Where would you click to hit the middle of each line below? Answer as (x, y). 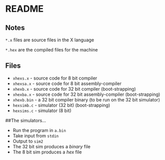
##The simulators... (26, 120)
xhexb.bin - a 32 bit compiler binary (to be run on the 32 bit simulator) (86, 99)
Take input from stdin (36, 136)
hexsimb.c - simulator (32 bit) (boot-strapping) (61, 105)
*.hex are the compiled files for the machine (52, 50)
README (25, 9)
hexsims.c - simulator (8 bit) (42, 111)
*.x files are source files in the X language (50, 40)
